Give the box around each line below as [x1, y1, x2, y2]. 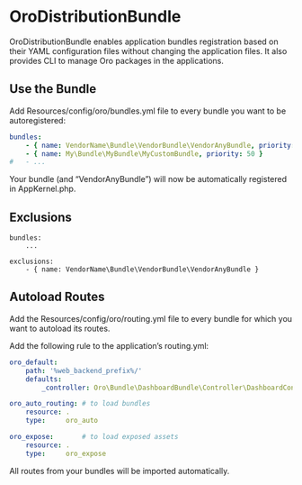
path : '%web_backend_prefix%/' [25, 366, 143, 375]
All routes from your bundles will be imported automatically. [9, 465, 230, 476]
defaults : [25, 374, 63, 384]
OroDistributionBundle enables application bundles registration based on [9, 36, 279, 47]
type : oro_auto [25, 416, 99, 426]
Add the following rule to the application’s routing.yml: [9, 340, 209, 351]
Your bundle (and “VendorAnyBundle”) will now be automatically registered [9, 174, 288, 185]
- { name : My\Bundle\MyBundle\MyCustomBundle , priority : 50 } [25, 149, 263, 159]
